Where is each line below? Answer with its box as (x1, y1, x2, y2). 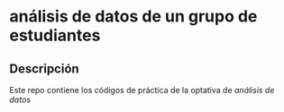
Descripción (9, 61, 79, 76)
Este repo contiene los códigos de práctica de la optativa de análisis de (9, 85, 275, 95)
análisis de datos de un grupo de (9, 6, 258, 27)
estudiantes (9, 25, 101, 46)
